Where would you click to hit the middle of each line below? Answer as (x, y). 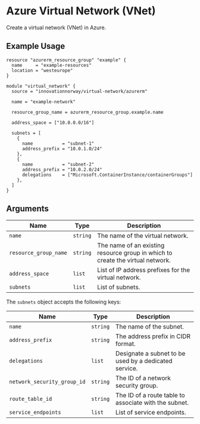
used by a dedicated (144, 361)
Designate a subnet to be (150, 353)
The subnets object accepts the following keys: (64, 302)
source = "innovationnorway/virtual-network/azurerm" (79, 91)
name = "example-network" (44, 102)
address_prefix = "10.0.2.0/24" (62, 169)
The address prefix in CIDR (153, 336)
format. (125, 343)
